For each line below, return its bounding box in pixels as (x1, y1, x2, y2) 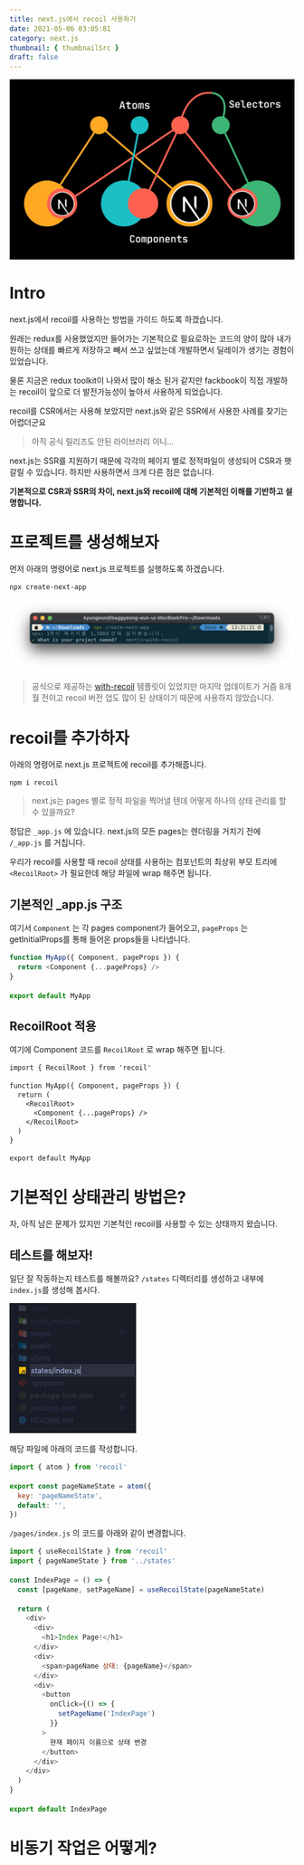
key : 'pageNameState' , (17, 1491, 103, 1500)
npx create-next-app (9, 583, 88, 592)
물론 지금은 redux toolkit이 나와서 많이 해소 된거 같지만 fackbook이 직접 (9, 375, 264, 385)
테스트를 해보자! (9, 1247, 93, 1262)
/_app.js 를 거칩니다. (9, 837, 86, 848)
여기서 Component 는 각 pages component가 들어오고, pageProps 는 (9, 923, 249, 934)
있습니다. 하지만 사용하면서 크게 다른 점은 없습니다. (35, 466, 214, 477)
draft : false (9, 52, 59, 62)
